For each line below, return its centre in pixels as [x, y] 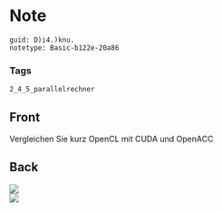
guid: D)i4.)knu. [42, 40]
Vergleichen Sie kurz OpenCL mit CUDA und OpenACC [111, 139]
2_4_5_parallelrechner [52, 90]
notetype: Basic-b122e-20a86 [64, 48]
